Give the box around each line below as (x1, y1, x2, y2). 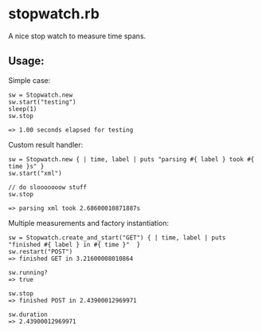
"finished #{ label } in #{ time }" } (8, 240, 141, 248)
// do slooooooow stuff (8, 183, 88, 192)
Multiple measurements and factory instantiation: (8, 218, 170, 227)
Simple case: (8, 75, 51, 85)
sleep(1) (8, 105, 37, 113)
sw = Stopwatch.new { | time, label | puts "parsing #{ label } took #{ (8, 155, 255, 164)
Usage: (8, 54, 45, 68)
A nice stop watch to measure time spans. (8, 31, 147, 41)
